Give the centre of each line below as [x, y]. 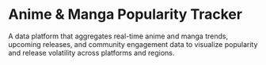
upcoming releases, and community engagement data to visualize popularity [133, 44]
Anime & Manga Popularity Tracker [125, 14]
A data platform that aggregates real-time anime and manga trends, [118, 36]
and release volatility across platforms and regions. [91, 52]
